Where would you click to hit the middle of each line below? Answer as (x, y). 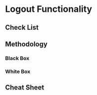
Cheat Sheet (25, 88)
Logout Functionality (49, 9)
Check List (22, 27)
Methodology (26, 44)
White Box (18, 71)
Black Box (17, 58)
